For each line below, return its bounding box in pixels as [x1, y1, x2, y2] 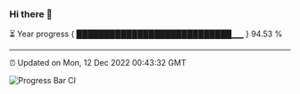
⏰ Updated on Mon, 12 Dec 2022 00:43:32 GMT [9, 58, 187, 68]
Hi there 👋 [9, 8, 54, 20]
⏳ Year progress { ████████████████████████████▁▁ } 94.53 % [9, 28, 283, 39]
